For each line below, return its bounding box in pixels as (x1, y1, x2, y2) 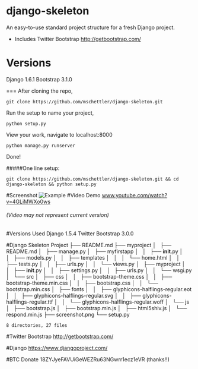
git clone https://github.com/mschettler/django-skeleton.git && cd (6, 176, 179, 182)
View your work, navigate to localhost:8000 (6, 131, 113, 138)
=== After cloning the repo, (6, 87, 73, 94)
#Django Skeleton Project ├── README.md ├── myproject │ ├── (6, 242, 172, 249)
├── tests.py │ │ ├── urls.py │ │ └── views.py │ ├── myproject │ (6, 260, 186, 268)
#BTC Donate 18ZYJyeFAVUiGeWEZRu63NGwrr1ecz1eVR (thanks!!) (6, 356, 170, 363)
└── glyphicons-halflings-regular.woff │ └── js (69, 298, 190, 305)
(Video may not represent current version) (6, 212, 110, 219)
